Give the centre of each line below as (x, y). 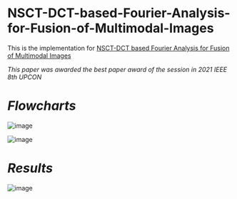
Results (30, 168)
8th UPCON (25, 77)
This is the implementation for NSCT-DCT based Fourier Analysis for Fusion (118, 48)
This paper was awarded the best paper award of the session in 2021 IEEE (117, 69)
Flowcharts (42, 106)
